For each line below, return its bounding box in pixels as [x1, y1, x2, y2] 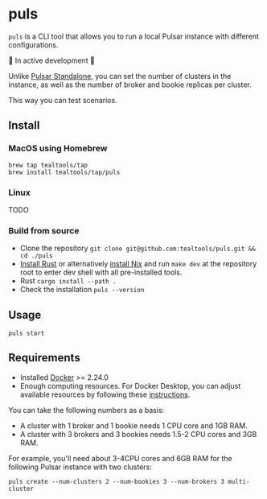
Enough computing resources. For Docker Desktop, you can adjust [19, 381, 241, 390]
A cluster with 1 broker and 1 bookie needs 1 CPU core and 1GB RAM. [19, 420, 248, 431]
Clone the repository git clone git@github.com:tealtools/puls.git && [19, 243, 256, 254]
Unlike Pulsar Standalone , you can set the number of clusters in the [8, 71, 232, 80]
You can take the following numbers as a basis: [8, 405, 165, 414]
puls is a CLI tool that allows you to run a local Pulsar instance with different [8, 31, 260, 41]
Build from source [8, 225, 80, 236]
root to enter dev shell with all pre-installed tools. [19, 267, 183, 278]
